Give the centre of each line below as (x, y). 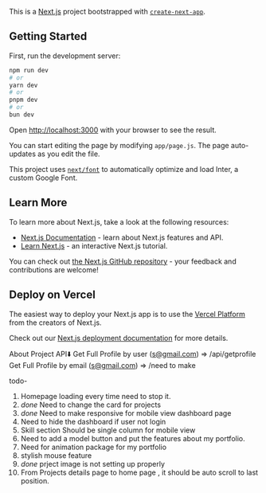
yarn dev (23, 85)
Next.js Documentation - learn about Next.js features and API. (122, 237)
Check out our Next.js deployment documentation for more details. (119, 338)
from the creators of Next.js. (55, 323)
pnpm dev (23, 100)
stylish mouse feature (56, 455)
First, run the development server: (65, 56)
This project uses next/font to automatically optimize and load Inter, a (124, 169)
